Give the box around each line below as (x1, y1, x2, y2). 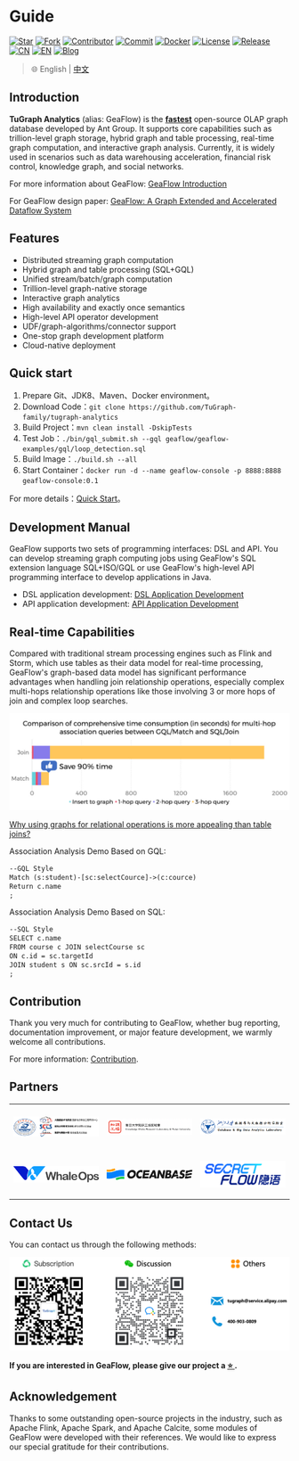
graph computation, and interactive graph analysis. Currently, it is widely (9, 142, 276, 152)
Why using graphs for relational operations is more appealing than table (9, 819, 272, 830)
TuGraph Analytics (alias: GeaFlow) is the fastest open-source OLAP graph (9, 113, 288, 124)
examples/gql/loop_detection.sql (21, 445, 147, 454)
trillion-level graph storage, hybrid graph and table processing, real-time (9, 132, 274, 144)
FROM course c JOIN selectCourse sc (9, 943, 145, 952)
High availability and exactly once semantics (21, 301, 185, 313)
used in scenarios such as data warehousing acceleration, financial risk (9, 152, 271, 162)
